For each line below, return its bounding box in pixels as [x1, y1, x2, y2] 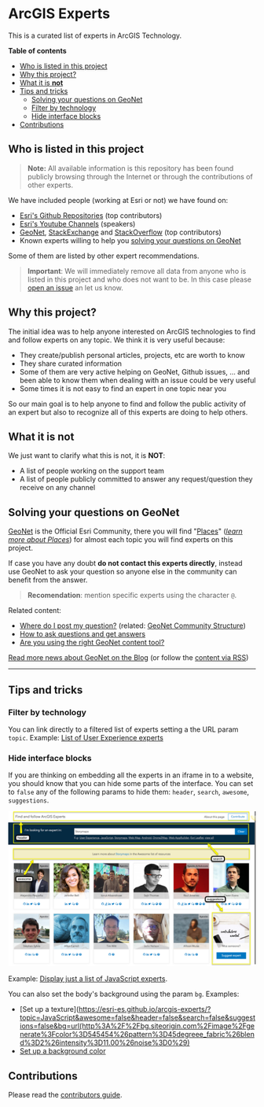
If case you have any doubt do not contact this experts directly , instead [8, 559, 243, 568]
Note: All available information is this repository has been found [27, 163, 234, 173]
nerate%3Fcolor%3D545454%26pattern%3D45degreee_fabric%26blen [19, 1030, 255, 1039]
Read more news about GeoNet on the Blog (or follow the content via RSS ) [8, 653, 249, 662]
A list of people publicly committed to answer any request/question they [19, 474, 253, 484]
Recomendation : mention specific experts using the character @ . [27, 591, 237, 600]
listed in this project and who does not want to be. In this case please [27, 275, 251, 284]
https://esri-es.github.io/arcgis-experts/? [78, 1005, 211, 1014]
